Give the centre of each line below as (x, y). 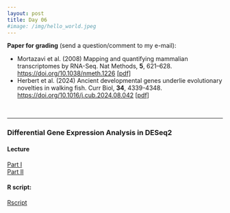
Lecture (18, 149)
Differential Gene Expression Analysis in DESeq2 (90, 133)
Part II (15, 171)
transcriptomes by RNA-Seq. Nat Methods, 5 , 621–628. (94, 66)
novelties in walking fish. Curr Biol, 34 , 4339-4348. (89, 88)
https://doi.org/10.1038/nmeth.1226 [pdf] (74, 73)
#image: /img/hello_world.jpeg (52, 26)
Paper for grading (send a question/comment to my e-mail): (92, 46)
